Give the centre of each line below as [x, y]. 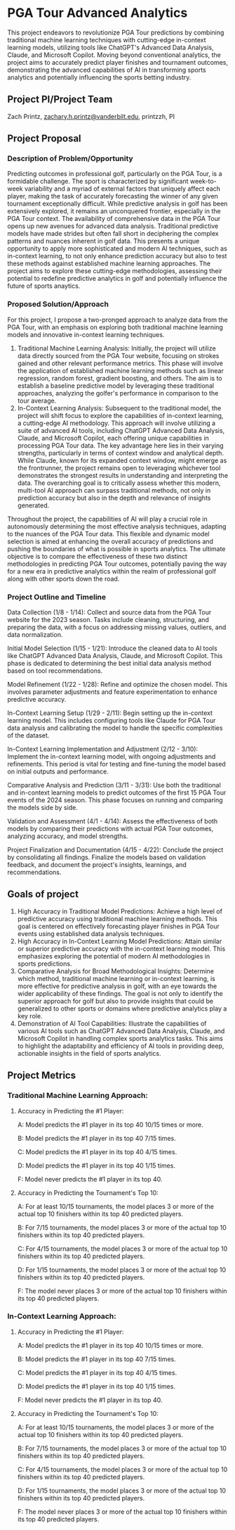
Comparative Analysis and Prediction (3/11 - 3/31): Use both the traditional [114, 785]
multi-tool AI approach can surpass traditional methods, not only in [114, 490]
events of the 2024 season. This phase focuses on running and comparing [115, 800]
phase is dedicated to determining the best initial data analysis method [109, 664]
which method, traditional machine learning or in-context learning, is [116, 978]
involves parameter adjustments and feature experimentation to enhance [112, 692]
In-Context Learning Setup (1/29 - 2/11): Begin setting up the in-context [110, 713]
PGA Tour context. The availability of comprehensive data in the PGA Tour [114, 219]
